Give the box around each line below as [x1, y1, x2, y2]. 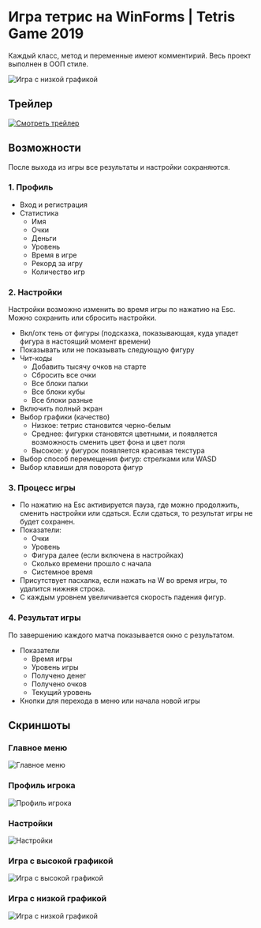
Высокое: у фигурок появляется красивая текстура [31, 446, 205, 456]
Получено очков [31, 679, 87, 689]
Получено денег [31, 671, 87, 680]
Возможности [8, 141, 81, 155]
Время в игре [31, 250, 77, 260]
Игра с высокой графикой [8, 855, 114, 866]
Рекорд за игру [31, 258, 83, 268]
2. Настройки [8, 287, 63, 298]
